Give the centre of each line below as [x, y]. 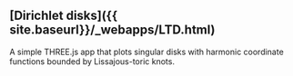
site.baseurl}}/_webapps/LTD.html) [112, 30]
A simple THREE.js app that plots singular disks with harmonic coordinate [146, 52]
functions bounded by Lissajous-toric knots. [92, 61]
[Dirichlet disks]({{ [64, 16]
